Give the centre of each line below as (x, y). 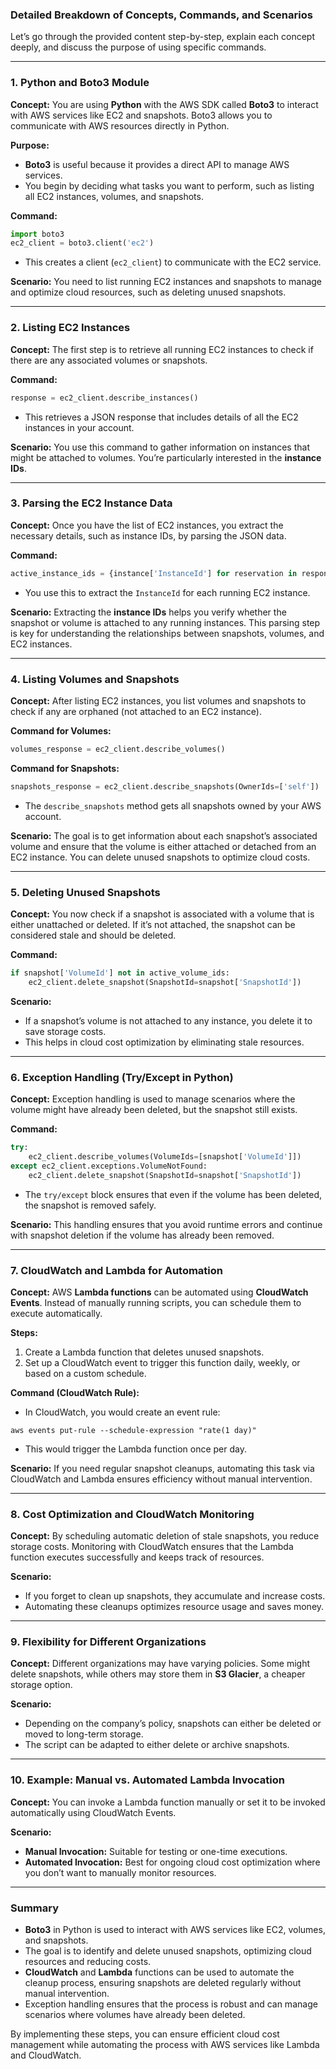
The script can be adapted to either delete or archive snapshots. (157, 1745)
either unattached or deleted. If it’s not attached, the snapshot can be (153, 925)
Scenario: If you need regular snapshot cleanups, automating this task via (162, 1468)
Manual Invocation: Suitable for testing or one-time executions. (156, 1851)
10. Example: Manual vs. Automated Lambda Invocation (147, 1780)
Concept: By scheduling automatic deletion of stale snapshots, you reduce (165, 1536)
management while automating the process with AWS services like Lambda (165, 2045)
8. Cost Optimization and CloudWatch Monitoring (132, 1514)
